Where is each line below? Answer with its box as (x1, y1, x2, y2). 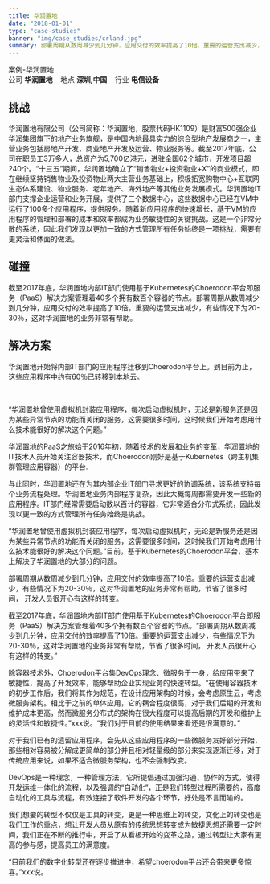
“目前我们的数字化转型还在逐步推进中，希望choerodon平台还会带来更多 (8, 857, 245, 866)
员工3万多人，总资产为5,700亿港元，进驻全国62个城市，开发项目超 (29, 154, 252, 163)
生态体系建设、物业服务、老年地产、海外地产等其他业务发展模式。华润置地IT (8, 183, 261, 193)
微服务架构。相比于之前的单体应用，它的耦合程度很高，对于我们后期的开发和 (8, 697, 262, 708)
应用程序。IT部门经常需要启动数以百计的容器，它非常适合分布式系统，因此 (8, 499, 255, 508)
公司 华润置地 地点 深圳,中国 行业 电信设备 (8, 75, 159, 84)
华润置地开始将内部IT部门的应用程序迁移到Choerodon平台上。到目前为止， (8, 361, 256, 371)
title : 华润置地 (8, 11, 58, 20)
